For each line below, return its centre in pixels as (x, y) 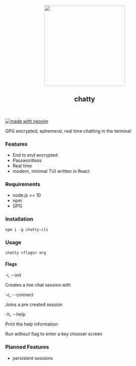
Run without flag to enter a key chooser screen (54, 334)
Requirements (23, 185)
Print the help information (31, 324)
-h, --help (15, 314)
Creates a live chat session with (38, 285)
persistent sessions (33, 358)
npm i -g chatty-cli (27, 230)
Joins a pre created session (34, 305)
